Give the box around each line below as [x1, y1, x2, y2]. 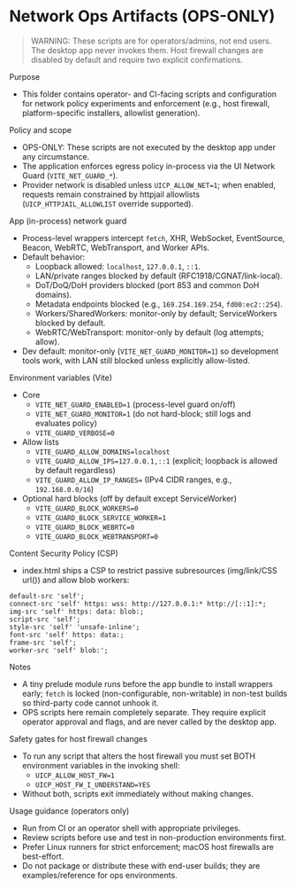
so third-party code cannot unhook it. [21, 698, 159, 708]
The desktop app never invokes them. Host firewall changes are [30, 44, 263, 55]
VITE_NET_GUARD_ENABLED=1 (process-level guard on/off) [34, 399, 236, 409]
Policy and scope [9, 124, 72, 135]
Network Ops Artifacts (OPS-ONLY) [9, 6, 276, 27]
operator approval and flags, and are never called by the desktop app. [21, 716, 277, 727]
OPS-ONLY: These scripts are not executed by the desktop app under [21, 142, 277, 152]
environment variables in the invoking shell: [21, 760, 180, 770]
